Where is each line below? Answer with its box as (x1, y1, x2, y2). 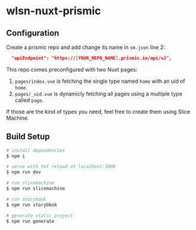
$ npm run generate (6, 218, 55, 224)
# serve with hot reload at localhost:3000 (6, 164, 116, 170)
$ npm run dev (6, 169, 42, 175)
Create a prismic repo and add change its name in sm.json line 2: (6, 43, 165, 51)
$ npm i (6, 153, 26, 159)
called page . (14, 97, 43, 104)
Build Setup (6, 132, 50, 142)
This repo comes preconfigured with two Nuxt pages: (6, 66, 138, 73)
